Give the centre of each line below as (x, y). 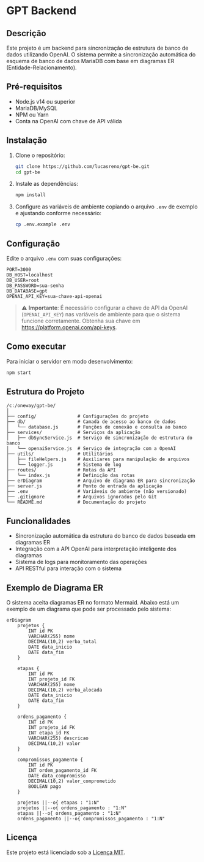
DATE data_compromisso (57, 776)
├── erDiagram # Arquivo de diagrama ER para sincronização (101, 481)
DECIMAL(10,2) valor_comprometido (72, 781)
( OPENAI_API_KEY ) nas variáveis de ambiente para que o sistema (101, 314)
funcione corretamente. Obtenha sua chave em (81, 321)
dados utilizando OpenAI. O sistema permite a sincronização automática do (101, 55)
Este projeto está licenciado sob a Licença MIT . (66, 852)
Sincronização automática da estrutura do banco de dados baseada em (105, 536)
